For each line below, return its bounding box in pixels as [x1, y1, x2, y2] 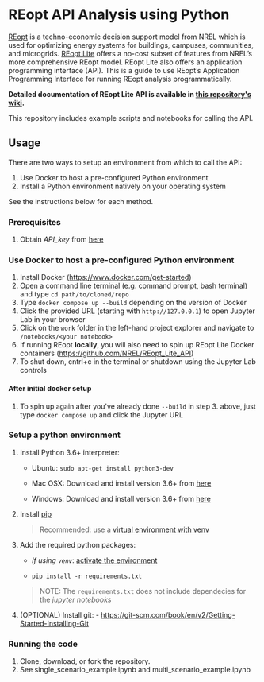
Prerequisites [8, 216, 61, 227]
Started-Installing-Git [19, 618, 90, 628]
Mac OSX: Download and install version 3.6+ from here [31, 479, 212, 488]
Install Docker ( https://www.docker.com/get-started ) [19, 273, 192, 282]
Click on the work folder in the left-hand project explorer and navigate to [19, 324, 254, 333]
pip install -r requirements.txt [31, 572, 143, 580]
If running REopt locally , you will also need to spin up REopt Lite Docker [19, 340, 254, 350]
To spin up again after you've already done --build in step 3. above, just [19, 401, 256, 411]
